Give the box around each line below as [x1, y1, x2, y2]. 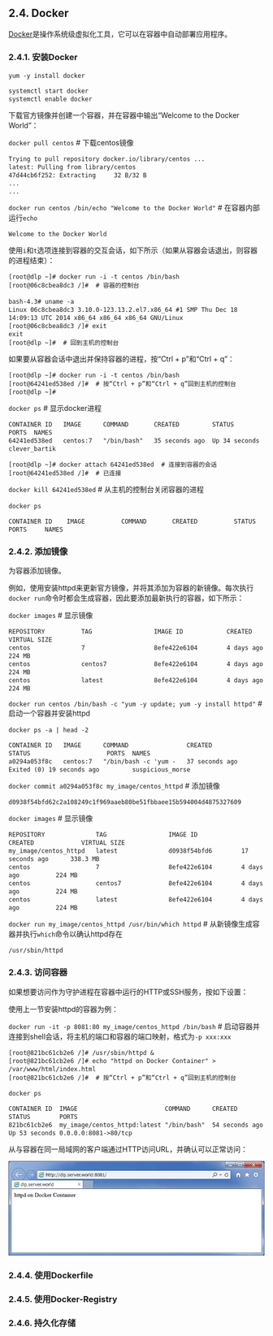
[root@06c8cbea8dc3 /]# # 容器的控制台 [8, 282, 140, 290]
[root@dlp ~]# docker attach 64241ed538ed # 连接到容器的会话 [8, 460, 218, 469]
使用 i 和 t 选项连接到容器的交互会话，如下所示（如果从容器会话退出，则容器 [8, 245, 258, 255]
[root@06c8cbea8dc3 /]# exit [8, 322, 107, 331]
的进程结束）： [8, 256, 55, 266]
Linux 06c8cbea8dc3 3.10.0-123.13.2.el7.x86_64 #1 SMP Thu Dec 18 [8, 306, 238, 314]
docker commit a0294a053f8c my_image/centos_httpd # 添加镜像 [8, 781, 221, 791]
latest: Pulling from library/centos [8, 163, 136, 171]
